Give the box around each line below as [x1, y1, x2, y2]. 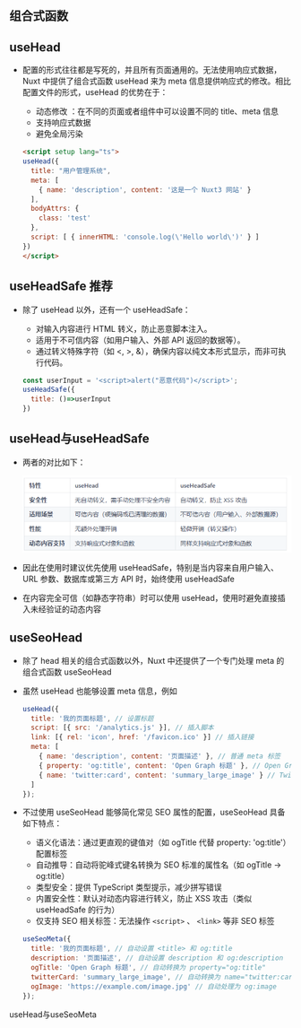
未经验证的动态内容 [30, 604, 101, 614]
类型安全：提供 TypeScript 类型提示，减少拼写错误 [35, 882, 222, 893]
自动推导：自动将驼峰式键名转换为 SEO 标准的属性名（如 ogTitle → [35, 859, 282, 870]
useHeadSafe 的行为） [35, 904, 120, 915]
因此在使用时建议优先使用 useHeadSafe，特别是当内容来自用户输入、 [21, 562, 279, 572]
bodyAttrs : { [30, 205, 80, 213]
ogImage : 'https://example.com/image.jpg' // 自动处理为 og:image [30, 981, 278, 991]
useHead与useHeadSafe [9, 431, 150, 447]
